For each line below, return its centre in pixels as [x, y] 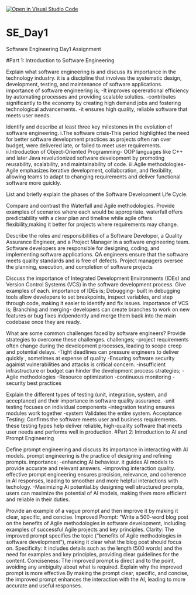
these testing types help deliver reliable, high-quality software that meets [94, 425]
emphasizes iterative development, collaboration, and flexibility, [96, 170]
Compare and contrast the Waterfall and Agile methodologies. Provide [90, 205]
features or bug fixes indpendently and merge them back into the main [91, 315]
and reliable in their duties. [38, 499]
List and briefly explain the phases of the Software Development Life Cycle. [97, 194]
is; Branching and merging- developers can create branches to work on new [98, 309]
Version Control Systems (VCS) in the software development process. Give [96, 284]
